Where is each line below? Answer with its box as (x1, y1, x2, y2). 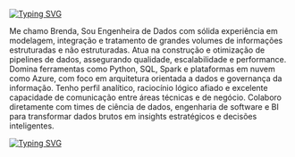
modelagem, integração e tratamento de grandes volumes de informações (9, 36, 283, 45)
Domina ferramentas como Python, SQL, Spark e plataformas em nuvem (9, 63, 275, 74)
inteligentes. (9, 120, 55, 131)
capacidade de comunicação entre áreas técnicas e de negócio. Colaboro (9, 92, 282, 103)
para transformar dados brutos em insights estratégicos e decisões (9, 112, 257, 121)
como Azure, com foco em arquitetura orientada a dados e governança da (9, 73, 282, 84)
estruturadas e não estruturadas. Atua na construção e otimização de (9, 45, 265, 55)
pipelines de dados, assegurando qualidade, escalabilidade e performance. (9, 54, 287, 64)
